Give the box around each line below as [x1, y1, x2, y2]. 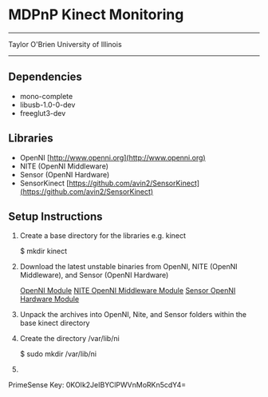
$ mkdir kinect [19, 246, 68, 256]
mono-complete [19, 91, 73, 101]
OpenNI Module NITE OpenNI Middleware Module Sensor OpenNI [19, 286, 236, 296]
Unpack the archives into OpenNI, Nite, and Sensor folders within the [19, 310, 247, 320]
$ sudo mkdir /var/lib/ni [19, 349, 97, 359]
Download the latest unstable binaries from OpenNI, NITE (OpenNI [19, 262, 238, 272]
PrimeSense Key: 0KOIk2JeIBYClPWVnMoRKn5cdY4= [8, 380, 186, 390]
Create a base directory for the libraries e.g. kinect [19, 231, 186, 240]
